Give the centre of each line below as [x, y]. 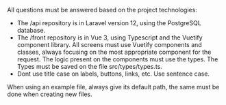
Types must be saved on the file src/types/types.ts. [90, 66]
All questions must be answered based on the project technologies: [102, 10]
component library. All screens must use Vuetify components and [109, 45]
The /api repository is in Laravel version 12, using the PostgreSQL [109, 23]
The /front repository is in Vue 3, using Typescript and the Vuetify [110, 37]
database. [31, 30]
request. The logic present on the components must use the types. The [117, 59]
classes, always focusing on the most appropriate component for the [114, 52]
